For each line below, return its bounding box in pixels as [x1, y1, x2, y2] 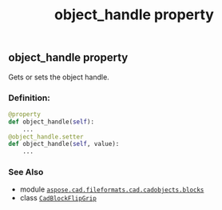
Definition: [8, 92, 50, 103]
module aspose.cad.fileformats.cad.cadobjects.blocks [19, 184, 204, 194]
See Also [8, 167, 44, 178]
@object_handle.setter [8, 132, 84, 141]
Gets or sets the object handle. [8, 72, 109, 82]
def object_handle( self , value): [8, 140, 120, 148]
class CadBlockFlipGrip [19, 193, 97, 203]
